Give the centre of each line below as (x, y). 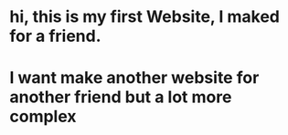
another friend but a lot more (121, 97)
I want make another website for (134, 78)
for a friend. (56, 36)
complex (43, 117)
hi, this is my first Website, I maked (145, 17)
